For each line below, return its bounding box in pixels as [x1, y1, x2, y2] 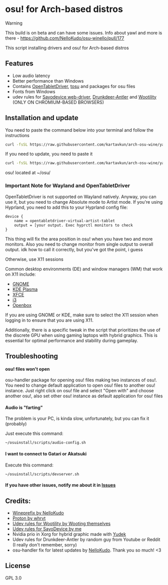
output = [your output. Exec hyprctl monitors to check [14, 223, 133, 228]
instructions [5, 132, 30, 138]
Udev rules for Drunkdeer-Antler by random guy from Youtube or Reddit [12, 536, 160, 542]
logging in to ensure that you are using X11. [5, 317, 94, 323]
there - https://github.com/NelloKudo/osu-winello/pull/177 [5, 35, 124, 41]
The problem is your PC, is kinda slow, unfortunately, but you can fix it [5, 415, 149, 421]
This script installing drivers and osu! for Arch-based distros [5, 45, 129, 51]
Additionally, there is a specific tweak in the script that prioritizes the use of [5, 327, 161, 333]
